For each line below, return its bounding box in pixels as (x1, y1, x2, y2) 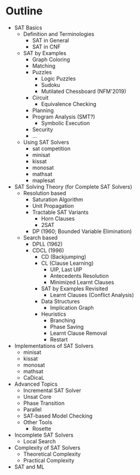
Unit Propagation (32, 202, 74, 209)
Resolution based (23, 189, 66, 196)
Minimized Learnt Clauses (50, 279, 114, 286)
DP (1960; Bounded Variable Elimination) (32, 228, 132, 235)
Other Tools (23, 418, 53, 426)
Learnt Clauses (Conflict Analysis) (50, 291, 134, 298)
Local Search (23, 437, 56, 444)
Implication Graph (50, 304, 94, 311)
